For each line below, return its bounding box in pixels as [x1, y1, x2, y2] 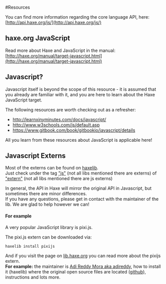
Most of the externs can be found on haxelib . [5, 165, 99, 171]
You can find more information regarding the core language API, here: [5, 14, 150, 20]
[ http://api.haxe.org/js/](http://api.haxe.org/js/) [5, 20, 102, 25]
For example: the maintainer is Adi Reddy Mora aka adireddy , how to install [5, 263, 161, 269]
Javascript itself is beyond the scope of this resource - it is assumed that [5, 86, 156, 92]
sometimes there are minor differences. [5, 191, 87, 197]
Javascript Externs [5, 151, 66, 160]
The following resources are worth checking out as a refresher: [5, 106, 136, 112]
